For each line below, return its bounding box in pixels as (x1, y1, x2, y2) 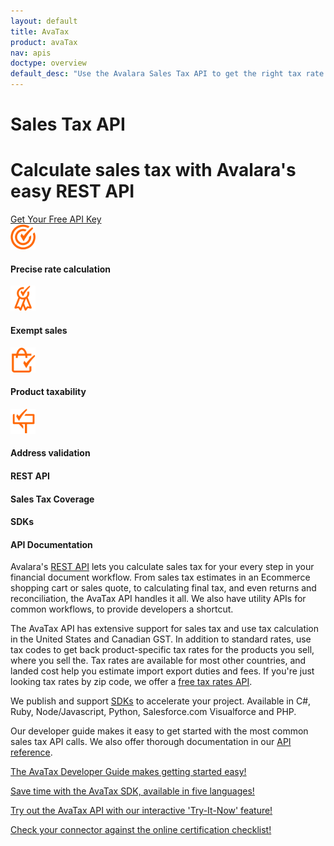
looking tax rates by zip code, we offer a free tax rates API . (10, 676, 253, 688)
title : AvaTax (10, 26, 70, 37)
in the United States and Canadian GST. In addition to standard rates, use (10, 633, 312, 645)
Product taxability (10, 386, 87, 398)
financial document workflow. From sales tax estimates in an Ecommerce (10, 571, 311, 584)
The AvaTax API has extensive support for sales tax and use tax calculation (10, 623, 320, 635)
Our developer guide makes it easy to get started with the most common (10, 725, 309, 737)
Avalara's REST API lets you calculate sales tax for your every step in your (10, 561, 315, 573)
